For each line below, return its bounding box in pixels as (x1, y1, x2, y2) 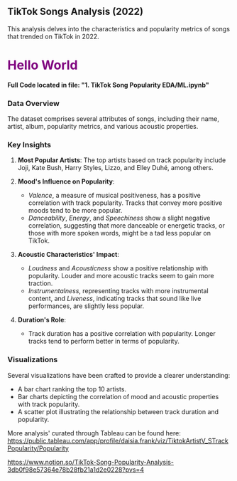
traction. (28, 279, 53, 287)
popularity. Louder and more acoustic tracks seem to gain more (28, 272, 214, 280)
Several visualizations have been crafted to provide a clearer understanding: (7, 371, 231, 379)
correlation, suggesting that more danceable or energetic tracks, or (28, 221, 225, 230)
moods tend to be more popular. (28, 206, 123, 215)
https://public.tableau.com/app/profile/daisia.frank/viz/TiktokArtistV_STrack (7, 436, 228, 445)
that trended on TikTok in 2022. (7, 32, 99, 41)
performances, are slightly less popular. (28, 302, 145, 310)
